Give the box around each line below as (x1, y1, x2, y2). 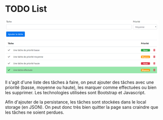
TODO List (5, 3, 47, 15)
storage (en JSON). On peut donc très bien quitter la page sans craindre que (5, 104, 159, 110)
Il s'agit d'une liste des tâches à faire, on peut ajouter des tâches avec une (5, 79, 154, 86)
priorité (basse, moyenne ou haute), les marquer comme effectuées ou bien (5, 85, 157, 90)
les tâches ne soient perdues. (5, 109, 64, 115)
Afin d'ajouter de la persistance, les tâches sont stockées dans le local (5, 99, 146, 105)
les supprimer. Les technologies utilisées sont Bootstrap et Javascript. (5, 90, 146, 96)
